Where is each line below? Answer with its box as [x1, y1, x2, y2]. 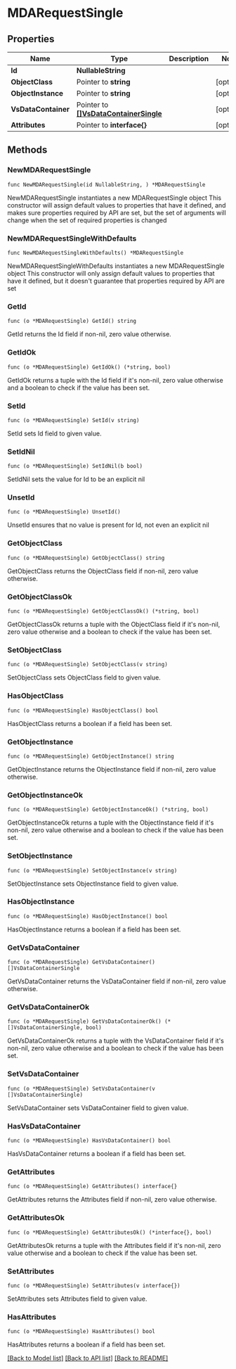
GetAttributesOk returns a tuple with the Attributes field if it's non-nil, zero [7, 1241, 221, 1249]
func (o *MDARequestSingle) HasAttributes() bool [7, 1328, 156, 1335]
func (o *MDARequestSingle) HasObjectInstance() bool [7, 912, 169, 919]
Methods [7, 144, 48, 156]
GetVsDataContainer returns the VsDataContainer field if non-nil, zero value [7, 977, 226, 986]
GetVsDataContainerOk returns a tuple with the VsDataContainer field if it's [7, 1036, 225, 1045]
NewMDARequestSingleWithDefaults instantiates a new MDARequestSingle [7, 262, 225, 270]
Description [169, 54, 209, 63]
